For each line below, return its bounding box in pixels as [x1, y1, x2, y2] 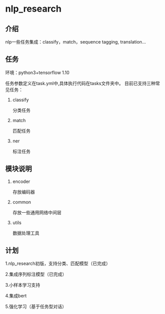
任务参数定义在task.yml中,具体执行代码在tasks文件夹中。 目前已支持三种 [5, 80, 156, 86]
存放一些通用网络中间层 [12, 209, 62, 215]
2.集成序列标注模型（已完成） [5, 271, 67, 278]
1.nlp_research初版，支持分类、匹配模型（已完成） [5, 260, 111, 266]
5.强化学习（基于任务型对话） [5, 303, 67, 309]
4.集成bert [5, 293, 27, 299]
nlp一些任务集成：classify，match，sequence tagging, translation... [5, 39, 146, 45]
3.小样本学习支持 [5, 282, 40, 288]
